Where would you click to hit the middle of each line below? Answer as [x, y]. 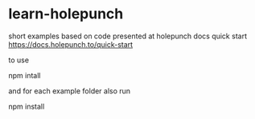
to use [19, 60]
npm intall [25, 75]
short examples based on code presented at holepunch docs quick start [128, 36]
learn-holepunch [66, 14]
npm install [27, 106]
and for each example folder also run [70, 91]
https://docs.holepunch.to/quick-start [71, 44]
